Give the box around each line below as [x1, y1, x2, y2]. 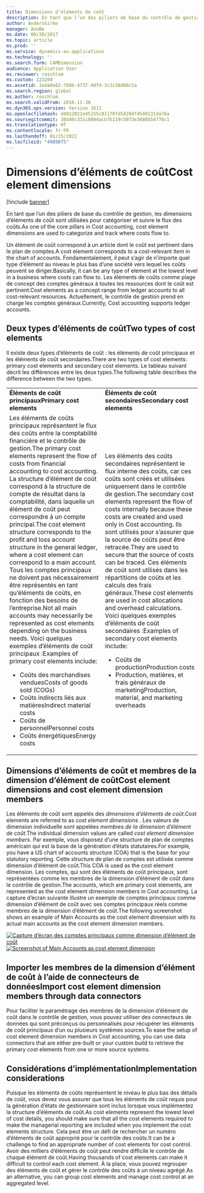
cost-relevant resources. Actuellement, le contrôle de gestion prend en [6, 292, 184, 300]
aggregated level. [6, 1179, 50, 1186]
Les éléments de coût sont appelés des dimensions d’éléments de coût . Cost [6, 810, 197, 818]
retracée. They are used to [105, 542, 179, 551]
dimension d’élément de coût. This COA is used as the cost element [6, 862, 174, 870]
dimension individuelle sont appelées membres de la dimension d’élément [6, 823, 191, 831]
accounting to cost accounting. [9, 466, 98, 475]
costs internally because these [105, 505, 192, 513]
